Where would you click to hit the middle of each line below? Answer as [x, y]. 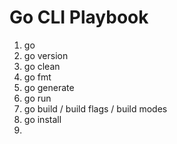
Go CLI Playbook [79, 17]
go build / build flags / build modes [95, 108]
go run [37, 98]
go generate [49, 87]
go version [46, 55]
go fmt [37, 77]
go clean [42, 66]
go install [42, 119]
